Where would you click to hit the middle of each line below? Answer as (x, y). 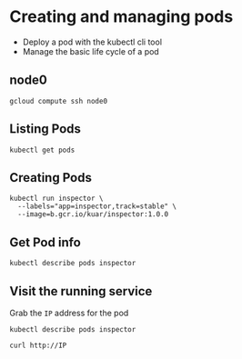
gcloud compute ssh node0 (58, 101)
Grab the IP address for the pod (69, 313)
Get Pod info (45, 242)
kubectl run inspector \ (56, 199)
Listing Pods (45, 129)
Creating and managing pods (121, 17)
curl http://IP (38, 345)
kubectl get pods (42, 150)
